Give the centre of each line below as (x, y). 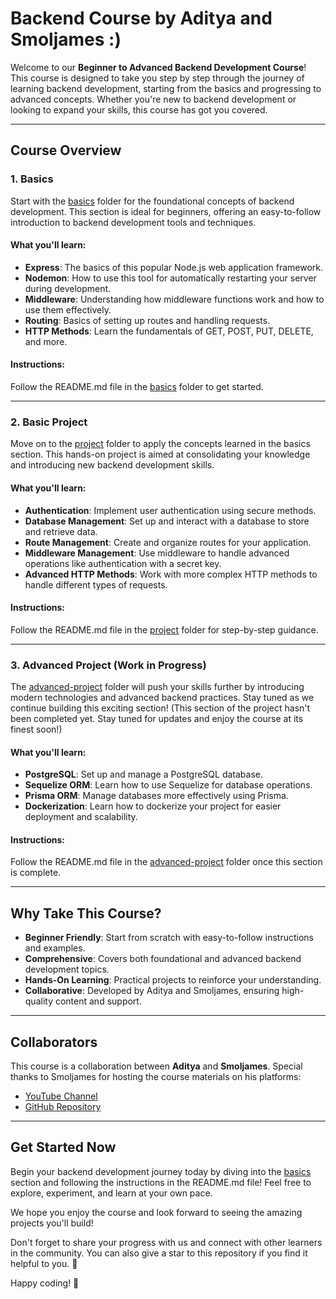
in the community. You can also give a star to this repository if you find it (159, 1253)
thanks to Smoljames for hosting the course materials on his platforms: (156, 1077)
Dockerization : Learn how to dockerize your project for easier (153, 806)
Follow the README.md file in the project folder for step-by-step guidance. (164, 629)
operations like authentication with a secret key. (123, 563)
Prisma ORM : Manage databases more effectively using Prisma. (156, 796)
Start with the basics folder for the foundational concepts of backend (152, 201)
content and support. (98, 1001)
